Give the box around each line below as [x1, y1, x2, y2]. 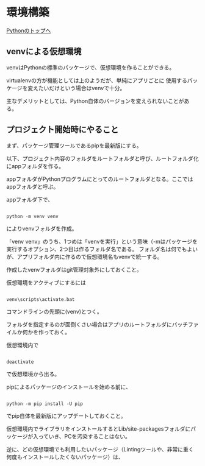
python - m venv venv [6, 213, 59, 219]
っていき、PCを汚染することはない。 [38, 433, 131, 440]
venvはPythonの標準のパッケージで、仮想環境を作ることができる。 [6, 63, 175, 71]
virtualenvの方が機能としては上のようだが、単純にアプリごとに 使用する [6, 77, 187, 84]
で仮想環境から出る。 [6, 370, 60, 378]
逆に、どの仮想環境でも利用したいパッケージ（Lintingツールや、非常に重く [6, 446, 194, 453]
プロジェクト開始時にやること [6, 124, 119, 135]
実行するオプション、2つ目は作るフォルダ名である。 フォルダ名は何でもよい [6, 245, 198, 253]
